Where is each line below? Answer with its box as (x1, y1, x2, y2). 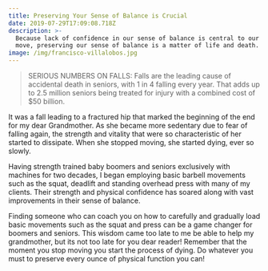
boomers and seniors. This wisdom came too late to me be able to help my (8, 229, 254, 237)
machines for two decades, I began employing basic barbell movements (8, 170, 246, 180)
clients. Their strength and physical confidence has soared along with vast (8, 188, 254, 196)
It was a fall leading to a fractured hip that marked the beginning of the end (8, 112, 256, 121)
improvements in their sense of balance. (8, 196, 141, 205)
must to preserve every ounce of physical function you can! (8, 254, 206, 263)
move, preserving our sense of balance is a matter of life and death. (15, 42, 260, 50)
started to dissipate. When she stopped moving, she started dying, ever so (8, 138, 254, 147)
